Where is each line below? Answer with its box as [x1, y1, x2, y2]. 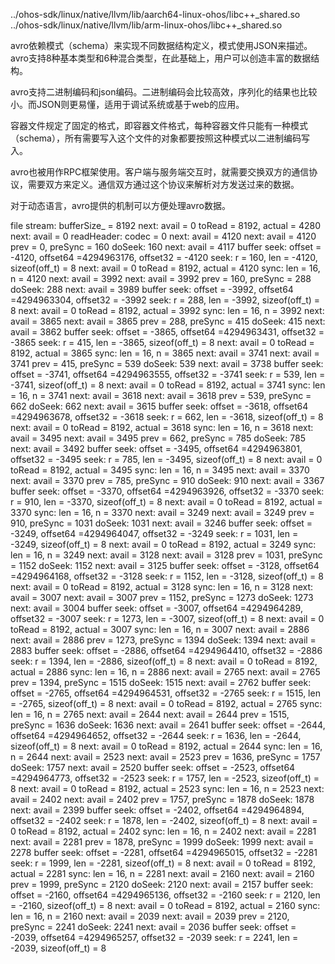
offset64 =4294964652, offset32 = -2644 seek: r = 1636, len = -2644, [10, 730, 302, 741]
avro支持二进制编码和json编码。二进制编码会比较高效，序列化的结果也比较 [10, 86, 318, 98]
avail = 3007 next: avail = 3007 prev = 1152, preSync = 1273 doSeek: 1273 [10, 592, 314, 603]
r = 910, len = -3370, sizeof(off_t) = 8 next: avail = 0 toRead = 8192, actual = [10, 496, 323, 508]
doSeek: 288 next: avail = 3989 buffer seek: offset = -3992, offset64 [10, 284, 294, 295]
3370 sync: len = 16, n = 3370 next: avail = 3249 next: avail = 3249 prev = [10, 507, 315, 518]
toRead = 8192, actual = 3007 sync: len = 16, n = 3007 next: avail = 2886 [10, 624, 310, 635]
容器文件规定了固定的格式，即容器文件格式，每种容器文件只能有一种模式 [10, 120, 308, 131]
